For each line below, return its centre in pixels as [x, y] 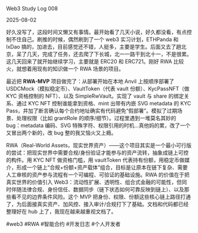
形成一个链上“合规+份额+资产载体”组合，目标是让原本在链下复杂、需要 [102, 167]
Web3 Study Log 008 [32, 9]
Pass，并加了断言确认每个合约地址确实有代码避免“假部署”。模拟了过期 [92, 111]
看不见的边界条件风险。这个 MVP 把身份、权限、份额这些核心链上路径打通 [101, 197]
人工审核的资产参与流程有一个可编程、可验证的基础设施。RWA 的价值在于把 [98, 175]
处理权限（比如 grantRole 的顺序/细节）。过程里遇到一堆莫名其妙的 [96, 118]
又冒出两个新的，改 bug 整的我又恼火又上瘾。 [61, 133]
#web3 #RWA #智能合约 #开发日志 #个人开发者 [63, 224]
